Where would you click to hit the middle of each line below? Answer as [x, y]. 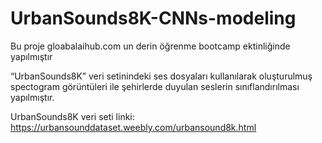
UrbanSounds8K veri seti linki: [72, 116]
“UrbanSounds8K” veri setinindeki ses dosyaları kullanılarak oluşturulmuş [161, 76]
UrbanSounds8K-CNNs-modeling [153, 18]
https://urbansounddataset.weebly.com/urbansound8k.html [133, 127]
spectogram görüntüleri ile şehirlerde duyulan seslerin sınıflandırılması [155, 86]
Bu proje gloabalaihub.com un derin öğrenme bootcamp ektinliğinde [150, 46]
